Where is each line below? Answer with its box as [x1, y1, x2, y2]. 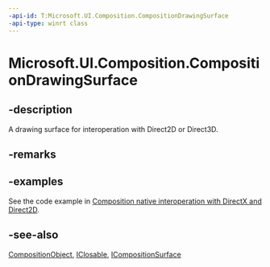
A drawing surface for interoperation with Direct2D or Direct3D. [8, 124, 219, 133]
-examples [8, 175, 64, 189]
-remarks [8, 147, 56, 161]
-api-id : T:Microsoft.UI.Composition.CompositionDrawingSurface [8, 11, 229, 20]
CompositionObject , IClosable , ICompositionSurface [8, 249, 181, 259]
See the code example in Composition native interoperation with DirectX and [8, 196, 262, 206]
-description [8, 103, 73, 117]
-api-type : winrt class [8, 19, 89, 27]
